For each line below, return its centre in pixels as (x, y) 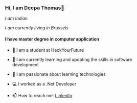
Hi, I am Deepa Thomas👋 (35, 8)
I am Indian (16, 19)
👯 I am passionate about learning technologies (59, 74)
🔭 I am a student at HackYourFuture (48, 50)
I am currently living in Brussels (37, 28)
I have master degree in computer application (52, 39)
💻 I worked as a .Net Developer (44, 84)
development (25, 64)
